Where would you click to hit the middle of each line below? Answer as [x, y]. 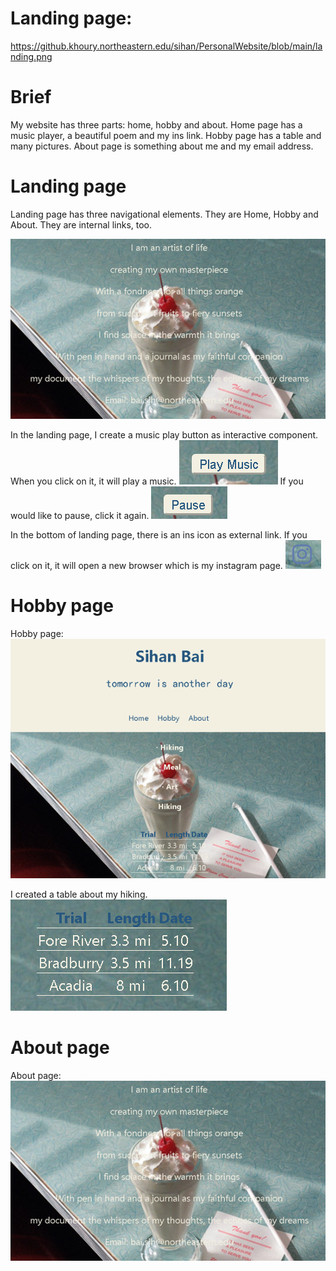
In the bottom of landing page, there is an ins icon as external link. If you [159, 535]
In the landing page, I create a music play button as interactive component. [164, 435]
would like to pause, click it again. [80, 516]
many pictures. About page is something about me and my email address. [162, 146]
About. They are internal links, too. [81, 224]
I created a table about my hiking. [79, 894]
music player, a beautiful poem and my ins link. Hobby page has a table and [166, 135]
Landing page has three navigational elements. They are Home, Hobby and [164, 214]
